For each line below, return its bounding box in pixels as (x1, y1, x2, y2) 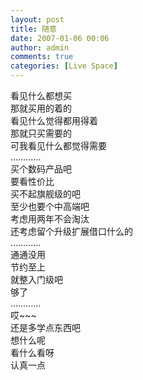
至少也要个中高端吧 (10, 201, 90, 212)
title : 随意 (10, 24, 57, 34)
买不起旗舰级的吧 (10, 188, 81, 200)
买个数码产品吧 (10, 163, 72, 175)
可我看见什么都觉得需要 (10, 140, 107, 151)
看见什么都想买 (10, 90, 72, 101)
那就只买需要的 (10, 127, 72, 139)
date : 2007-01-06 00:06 (10, 33, 110, 43)
